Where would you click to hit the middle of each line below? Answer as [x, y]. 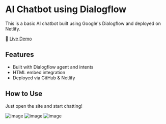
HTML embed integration [39, 72]
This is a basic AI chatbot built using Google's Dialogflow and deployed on [83, 23]
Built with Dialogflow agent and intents [53, 67]
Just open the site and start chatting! [44, 106]
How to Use [24, 94]
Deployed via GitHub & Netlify [44, 78]
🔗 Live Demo [19, 39]
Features [20, 55]
